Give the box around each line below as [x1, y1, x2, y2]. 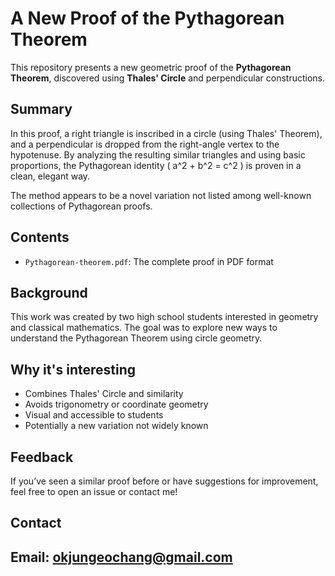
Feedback [10, 448, 74, 466]
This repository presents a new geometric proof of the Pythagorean [10, 61, 292, 73]
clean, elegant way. [10, 170, 91, 182]
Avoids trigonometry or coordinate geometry [24, 398, 209, 411]
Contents [10, 229, 70, 246]
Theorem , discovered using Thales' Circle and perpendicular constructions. [10, 72, 325, 84]
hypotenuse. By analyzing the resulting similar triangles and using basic [10, 148, 306, 161]
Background [10, 284, 88, 301]
